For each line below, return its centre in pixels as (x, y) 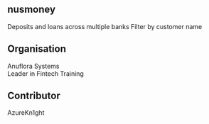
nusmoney (31, 10)
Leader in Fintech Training (45, 73)
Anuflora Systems (33, 66)
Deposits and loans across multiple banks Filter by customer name (105, 26)
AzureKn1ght (26, 113)
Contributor (34, 96)
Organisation (37, 49)
